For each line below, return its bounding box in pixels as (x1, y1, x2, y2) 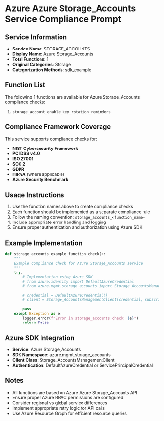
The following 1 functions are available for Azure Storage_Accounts (5, 94, 140, 99)
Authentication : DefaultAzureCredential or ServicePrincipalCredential (12, 362, 153, 368)
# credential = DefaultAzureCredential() (22, 293, 108, 298)
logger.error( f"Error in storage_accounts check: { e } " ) (22, 316, 139, 321)
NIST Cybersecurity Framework (12, 145, 78, 151)
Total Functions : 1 (12, 56, 49, 62)
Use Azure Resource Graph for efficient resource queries (12, 410, 127, 416)
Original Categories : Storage (12, 62, 71, 67)
